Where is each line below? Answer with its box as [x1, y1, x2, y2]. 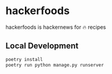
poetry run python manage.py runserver [5, 62, 104, 68]
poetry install [5, 56, 43, 62]
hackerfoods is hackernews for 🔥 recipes [5, 23, 106, 31]
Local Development [5, 41, 79, 51]
